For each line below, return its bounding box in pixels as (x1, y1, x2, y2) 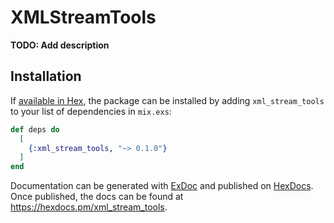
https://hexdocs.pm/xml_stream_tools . (10, 201, 168, 213)
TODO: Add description (10, 39, 110, 51)
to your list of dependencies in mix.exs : (10, 105, 172, 117)
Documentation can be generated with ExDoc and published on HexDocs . (10, 180, 314, 192)
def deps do (10, 124, 60, 135)
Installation (10, 68, 82, 85)
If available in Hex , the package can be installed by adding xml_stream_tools (10, 94, 325, 106)
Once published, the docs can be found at (10, 191, 184, 203)
